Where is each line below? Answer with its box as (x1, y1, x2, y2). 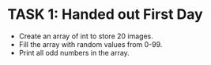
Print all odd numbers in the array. (18, 48, 130, 57)
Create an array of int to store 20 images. (18, 31, 153, 41)
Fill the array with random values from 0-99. (18, 39, 163, 49)
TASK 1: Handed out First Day (7, 5, 203, 23)
